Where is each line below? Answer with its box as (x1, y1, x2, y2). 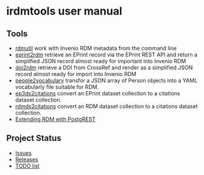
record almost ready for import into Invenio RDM (15, 70, 137, 77)
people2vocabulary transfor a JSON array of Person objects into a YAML (15, 77, 198, 84)
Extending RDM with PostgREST (15, 115, 96, 123)
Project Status (6, 133, 62, 143)
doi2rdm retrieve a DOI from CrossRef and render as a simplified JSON (15, 64, 193, 71)
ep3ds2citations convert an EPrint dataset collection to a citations (15, 90, 181, 97)
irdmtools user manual (6, 4, 123, 18)
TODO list (15, 162, 40, 170)
